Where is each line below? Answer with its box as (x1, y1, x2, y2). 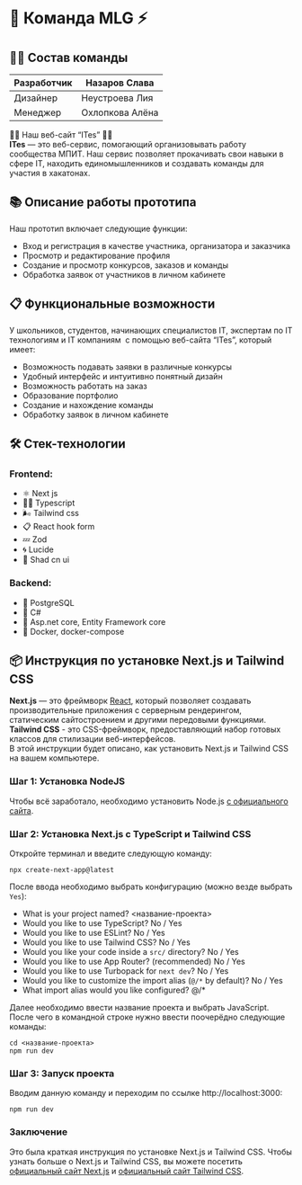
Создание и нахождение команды (22, 399, 155, 410)
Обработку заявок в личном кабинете (22, 409, 169, 420)
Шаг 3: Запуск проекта (9, 1067, 115, 1080)
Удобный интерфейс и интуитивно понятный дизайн (22, 370, 223, 381)
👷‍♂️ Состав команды (9, 49, 129, 65)
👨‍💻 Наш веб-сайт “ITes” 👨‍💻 (9, 129, 113, 140)
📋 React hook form (22, 521, 95, 532)
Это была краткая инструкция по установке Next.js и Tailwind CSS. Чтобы (9, 1146, 292, 1157)
